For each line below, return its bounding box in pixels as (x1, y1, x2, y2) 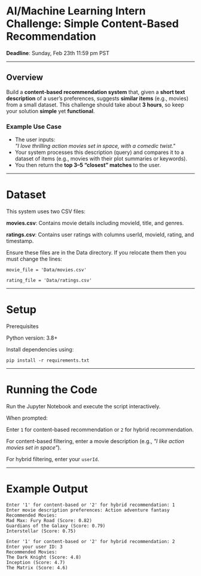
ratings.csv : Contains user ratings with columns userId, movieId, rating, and (6, 231, 194, 238)
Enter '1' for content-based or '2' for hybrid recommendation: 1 (6, 502, 175, 508)
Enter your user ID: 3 (6, 544, 63, 550)
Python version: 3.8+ (6, 334, 58, 341)
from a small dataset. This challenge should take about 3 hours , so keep (6, 101, 184, 108)
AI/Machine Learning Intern (6, 4, 146, 18)
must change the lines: (6, 255, 63, 262)
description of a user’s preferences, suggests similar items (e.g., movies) (6, 95, 189, 102)
